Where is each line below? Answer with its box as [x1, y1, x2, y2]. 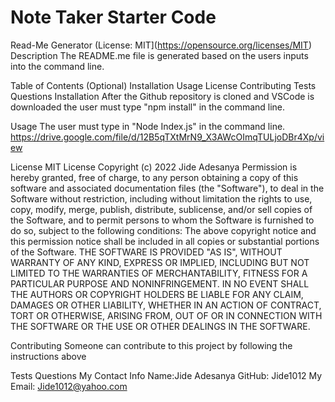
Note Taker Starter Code [10, 6, 217, 29]
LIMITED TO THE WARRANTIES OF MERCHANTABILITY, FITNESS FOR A [10, 267, 308, 279]
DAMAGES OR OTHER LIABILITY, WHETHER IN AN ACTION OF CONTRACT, [10, 299, 322, 311]
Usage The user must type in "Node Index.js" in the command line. [10, 120, 286, 132]
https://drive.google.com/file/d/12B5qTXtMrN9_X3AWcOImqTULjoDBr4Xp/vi [10, 131, 325, 143]
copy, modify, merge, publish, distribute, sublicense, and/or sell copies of [10, 203, 313, 215]
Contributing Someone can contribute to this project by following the [10, 339, 293, 351]
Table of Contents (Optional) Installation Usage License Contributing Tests [10, 79, 317, 91]
